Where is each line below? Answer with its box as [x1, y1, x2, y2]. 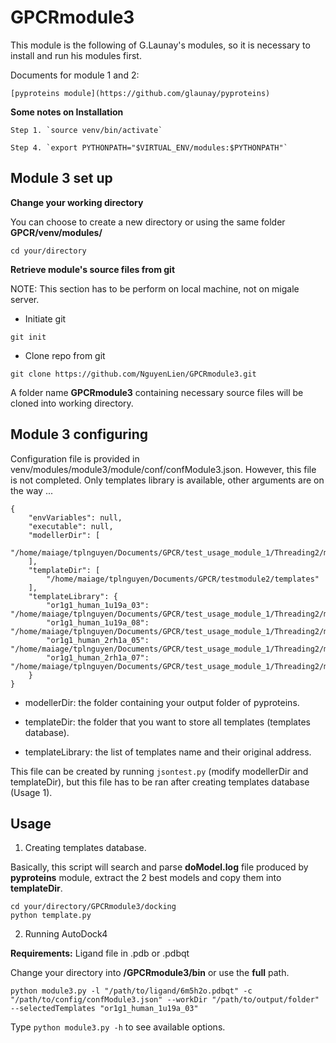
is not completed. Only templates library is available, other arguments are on [10, 474, 325, 486]
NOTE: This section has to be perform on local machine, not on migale [10, 282, 300, 295]
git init [10, 332, 47, 342]
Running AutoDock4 [24, 928, 108, 940]
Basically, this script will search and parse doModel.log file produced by [10, 861, 309, 873]
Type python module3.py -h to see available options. [10, 1021, 226, 1033]
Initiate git [24, 312, 67, 325]
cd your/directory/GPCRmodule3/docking [10, 902, 177, 912]
